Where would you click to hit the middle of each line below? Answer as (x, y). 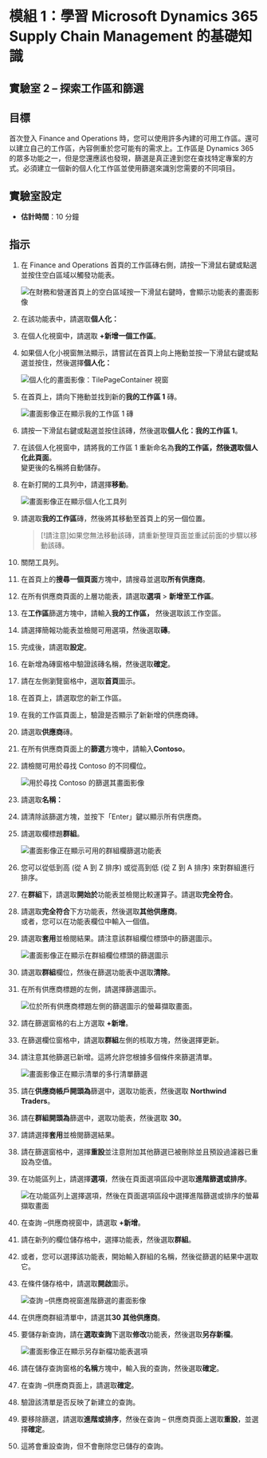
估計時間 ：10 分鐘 (50, 217)
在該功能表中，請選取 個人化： (69, 319)
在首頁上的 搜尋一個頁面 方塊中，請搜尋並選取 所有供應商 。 (115, 579)
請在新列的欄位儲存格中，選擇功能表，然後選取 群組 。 (108, 1240)
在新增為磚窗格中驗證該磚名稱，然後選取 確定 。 (97, 664)
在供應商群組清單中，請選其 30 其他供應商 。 (92, 1318)
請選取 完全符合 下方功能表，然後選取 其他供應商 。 (101, 911)
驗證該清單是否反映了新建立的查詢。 (80, 1402)
